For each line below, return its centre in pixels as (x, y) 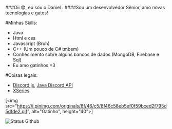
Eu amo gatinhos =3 (34, 65)
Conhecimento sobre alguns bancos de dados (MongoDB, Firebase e (86, 54)
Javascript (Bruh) (31, 44)
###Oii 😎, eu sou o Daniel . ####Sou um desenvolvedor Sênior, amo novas (85, 7)
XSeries (21, 91)
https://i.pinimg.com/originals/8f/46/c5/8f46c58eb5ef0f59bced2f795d (92, 106)
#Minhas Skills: (21, 23)
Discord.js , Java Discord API (43, 85)
